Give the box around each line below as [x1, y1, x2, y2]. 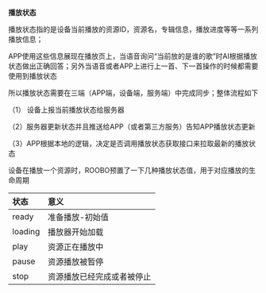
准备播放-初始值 [47, 212, 109, 222]
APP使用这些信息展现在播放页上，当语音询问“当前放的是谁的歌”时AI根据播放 [8, 52, 258, 60]
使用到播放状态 [8, 71, 57, 80]
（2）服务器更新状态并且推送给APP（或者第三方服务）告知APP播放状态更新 [8, 122, 256, 131]
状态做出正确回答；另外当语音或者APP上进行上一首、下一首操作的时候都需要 [8, 61, 259, 71]
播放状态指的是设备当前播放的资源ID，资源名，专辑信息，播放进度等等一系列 [8, 25, 259, 34]
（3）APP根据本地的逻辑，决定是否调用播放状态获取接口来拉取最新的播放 [8, 139, 249, 148]
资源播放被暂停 [47, 256, 104, 267]
